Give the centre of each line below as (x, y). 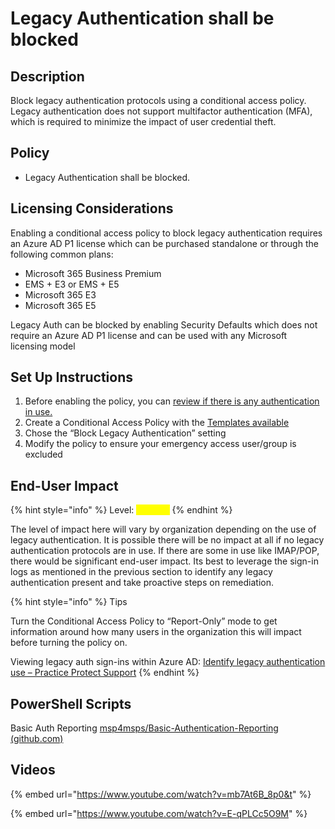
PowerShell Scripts (71, 703)
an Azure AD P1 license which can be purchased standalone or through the (164, 243)
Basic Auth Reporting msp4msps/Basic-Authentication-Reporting (144, 728)
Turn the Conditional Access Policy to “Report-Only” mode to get (144, 621)
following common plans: (62, 254)
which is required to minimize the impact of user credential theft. (143, 121)
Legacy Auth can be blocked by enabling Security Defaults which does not (164, 324)
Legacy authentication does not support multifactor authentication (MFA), (161, 111)
